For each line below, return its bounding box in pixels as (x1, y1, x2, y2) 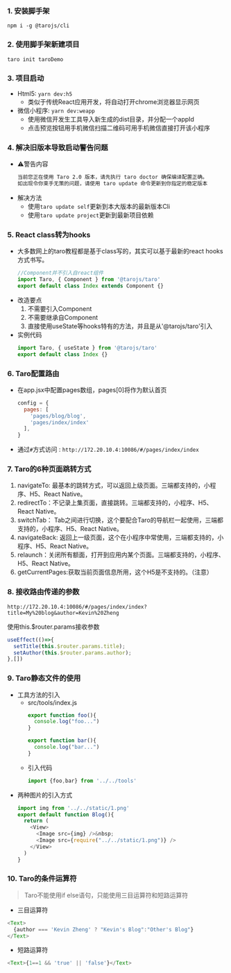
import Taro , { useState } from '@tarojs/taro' (17, 344, 157, 351)
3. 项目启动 (7, 73, 44, 83)
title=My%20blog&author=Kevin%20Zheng (7, 609, 119, 616)
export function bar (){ (27, 737, 97, 744)
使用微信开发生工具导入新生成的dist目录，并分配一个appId (27, 115, 194, 123)
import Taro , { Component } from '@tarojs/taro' (17, 276, 161, 283)
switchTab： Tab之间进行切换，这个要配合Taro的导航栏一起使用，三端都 (17, 516, 223, 525)
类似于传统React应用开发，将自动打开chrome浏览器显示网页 (27, 97, 200, 105)
